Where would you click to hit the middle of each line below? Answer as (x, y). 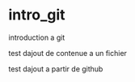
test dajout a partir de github (56, 69)
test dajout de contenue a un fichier (68, 53)
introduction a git (37, 37)
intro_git (37, 15)
